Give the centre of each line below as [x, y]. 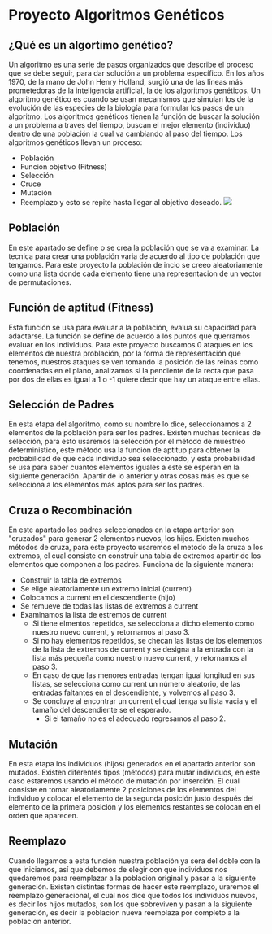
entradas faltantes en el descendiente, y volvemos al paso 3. [134, 692]
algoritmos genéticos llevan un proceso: [76, 142]
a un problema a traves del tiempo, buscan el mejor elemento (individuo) [130, 125]
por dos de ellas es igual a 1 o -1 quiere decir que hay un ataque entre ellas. [134, 379]
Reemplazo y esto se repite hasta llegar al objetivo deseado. [121, 202]
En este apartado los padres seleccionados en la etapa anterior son [121, 530]
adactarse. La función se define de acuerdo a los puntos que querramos [129, 336]
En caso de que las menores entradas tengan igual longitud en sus [144, 675]
